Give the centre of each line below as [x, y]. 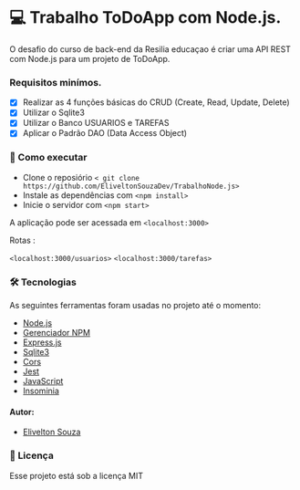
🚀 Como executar [48, 158]
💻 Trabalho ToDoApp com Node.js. [145, 18]
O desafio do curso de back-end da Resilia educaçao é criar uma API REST [150, 49]
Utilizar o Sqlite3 [53, 113]
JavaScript [43, 381]
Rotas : [23, 240]
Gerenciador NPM [57, 333]
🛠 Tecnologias [43, 282]
